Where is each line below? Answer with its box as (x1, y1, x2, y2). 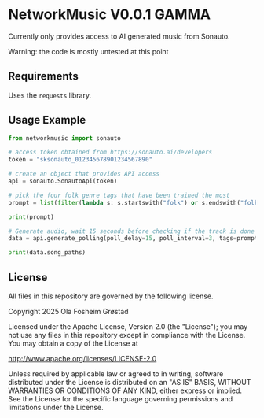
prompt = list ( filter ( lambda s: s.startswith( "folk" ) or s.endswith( (8, 198, 241, 206)
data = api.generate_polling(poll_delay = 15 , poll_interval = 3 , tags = (8, 235, 237, 242)
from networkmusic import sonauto (8, 134, 122, 142)
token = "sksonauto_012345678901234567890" (8, 156, 153, 164)
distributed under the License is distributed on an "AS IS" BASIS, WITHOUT (8, 378, 251, 387)
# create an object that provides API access (8, 170, 159, 178)
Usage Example (8, 113, 86, 127)
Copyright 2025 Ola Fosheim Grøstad (8, 307, 129, 316)
